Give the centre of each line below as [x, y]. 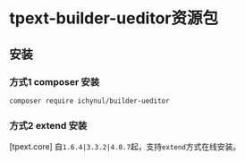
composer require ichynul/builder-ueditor [89, 101]
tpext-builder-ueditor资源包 [114, 18]
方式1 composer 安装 [55, 81]
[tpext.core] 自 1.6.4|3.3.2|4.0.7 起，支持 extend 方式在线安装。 [125, 147]
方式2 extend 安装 [48, 125]
